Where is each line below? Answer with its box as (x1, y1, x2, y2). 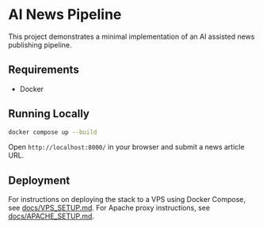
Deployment (8, 173, 71, 187)
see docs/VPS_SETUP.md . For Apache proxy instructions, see (8, 203, 211, 213)
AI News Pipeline (8, 6, 122, 24)
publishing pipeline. (8, 40, 73, 49)
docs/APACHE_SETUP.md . (8, 211, 95, 221)
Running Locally (8, 107, 90, 120)
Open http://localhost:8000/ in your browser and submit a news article (8, 142, 245, 152)
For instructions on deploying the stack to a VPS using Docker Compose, (8, 195, 246, 204)
